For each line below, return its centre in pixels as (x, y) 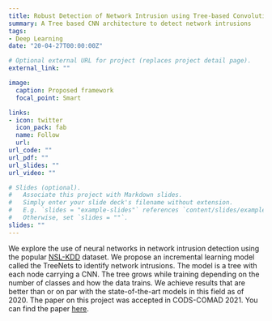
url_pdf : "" (28, 158)
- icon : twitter (36, 120)
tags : (17, 31)
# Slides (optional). (45, 187)
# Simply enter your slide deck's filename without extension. (121, 203)
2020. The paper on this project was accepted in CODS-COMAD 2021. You (133, 300)
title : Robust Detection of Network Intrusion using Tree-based (119, 16)
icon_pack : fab (41, 128)
